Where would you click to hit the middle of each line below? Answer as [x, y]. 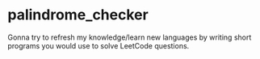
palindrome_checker [78, 15]
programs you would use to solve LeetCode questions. [99, 45]
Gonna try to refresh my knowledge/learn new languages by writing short [130, 37]
